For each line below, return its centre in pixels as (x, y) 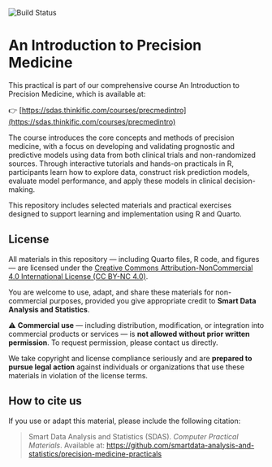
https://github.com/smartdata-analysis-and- (181, 445)
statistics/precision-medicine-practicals (95, 454)
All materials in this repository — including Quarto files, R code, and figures (134, 259)
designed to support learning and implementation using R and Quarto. (125, 214)
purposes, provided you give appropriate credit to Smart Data (153, 300)
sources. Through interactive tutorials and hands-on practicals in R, (121, 164)
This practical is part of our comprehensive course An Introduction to (124, 85)
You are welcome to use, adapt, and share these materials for (111, 292)
